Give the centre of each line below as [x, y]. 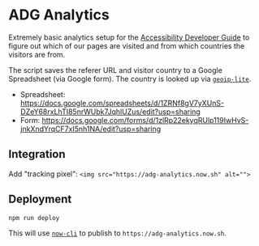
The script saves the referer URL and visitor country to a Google [116, 70]
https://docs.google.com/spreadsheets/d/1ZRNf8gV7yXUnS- [122, 103]
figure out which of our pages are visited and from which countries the [127, 45]
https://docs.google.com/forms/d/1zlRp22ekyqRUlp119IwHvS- [145, 120]
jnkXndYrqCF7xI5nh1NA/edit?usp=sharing [90, 129]
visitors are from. [37, 54]
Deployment [40, 199]
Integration [37, 154]
